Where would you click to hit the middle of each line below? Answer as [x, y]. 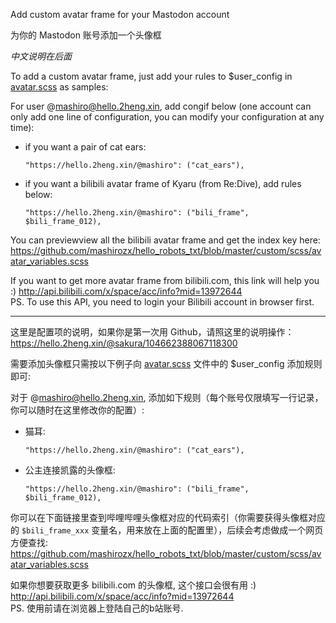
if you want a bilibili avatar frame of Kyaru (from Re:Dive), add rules [163, 183]
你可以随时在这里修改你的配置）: [77, 410]
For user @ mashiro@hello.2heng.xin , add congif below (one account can [161, 106]
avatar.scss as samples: [59, 87]
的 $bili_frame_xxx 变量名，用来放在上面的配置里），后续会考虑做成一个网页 [167, 530]
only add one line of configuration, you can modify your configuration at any [167, 117]
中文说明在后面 [41, 56]
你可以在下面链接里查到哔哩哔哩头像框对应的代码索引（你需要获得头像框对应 [168, 517]
